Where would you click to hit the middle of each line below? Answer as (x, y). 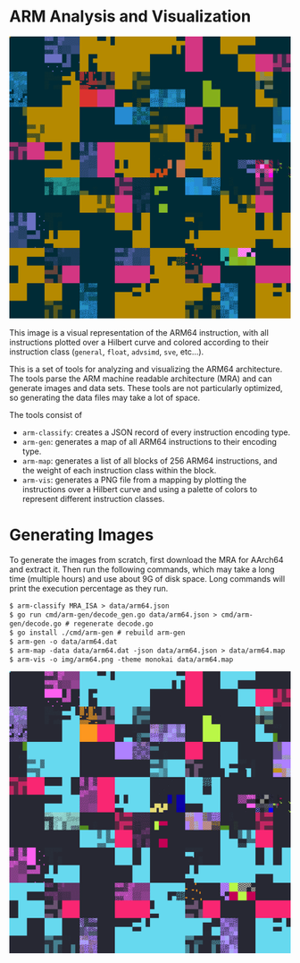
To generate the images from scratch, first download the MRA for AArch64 (146, 559)
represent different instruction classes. (93, 499)
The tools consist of (46, 414)
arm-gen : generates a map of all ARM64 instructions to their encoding (149, 441)
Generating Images (82, 535)
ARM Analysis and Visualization (130, 17)
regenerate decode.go (113, 624)
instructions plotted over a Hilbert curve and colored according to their (139, 342)
